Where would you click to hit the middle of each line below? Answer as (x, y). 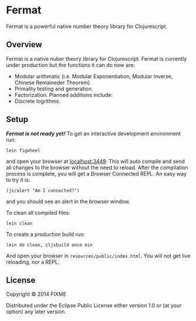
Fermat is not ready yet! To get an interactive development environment (94, 133)
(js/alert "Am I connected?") (43, 190)
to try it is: (18, 180)
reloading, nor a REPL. (33, 262)
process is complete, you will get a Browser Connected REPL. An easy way (97, 173)
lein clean (19, 223)
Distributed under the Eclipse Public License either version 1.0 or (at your (94, 306)
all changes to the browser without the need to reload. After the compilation (97, 168)
